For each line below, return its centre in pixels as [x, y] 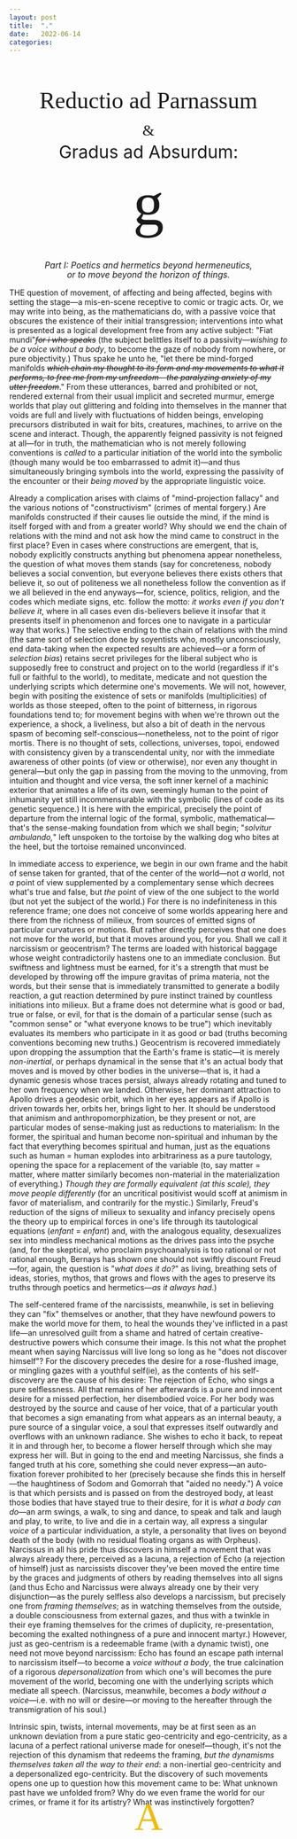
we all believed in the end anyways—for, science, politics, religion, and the [145, 592]
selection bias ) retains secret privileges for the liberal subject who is [133, 658]
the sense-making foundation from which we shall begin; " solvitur [152, 828]
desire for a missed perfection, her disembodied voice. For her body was [142, 1399]
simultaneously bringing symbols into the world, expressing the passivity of [147, 471]
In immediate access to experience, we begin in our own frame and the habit [148, 864]
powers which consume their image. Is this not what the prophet [169, 1343]
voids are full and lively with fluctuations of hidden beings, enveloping [136, 415]
